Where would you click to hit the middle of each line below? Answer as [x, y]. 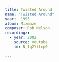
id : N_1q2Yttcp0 [31, 47]
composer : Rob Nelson [28, 28]
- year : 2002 [23, 38]
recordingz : [17, 33]
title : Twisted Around [29, 10]
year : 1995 [17, 19]
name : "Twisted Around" [30, 14]
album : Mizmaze [21, 24]
